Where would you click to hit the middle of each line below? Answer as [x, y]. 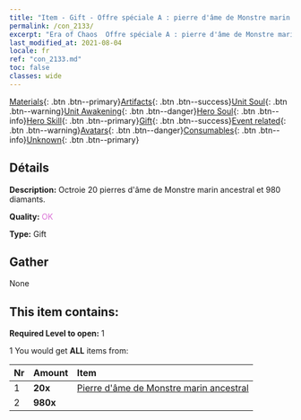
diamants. [28, 199]
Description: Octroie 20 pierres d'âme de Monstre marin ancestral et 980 [145, 189]
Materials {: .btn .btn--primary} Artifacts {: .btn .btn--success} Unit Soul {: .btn [149, 101]
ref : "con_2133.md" [46, 59]
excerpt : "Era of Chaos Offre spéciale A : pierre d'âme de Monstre [142, 34]
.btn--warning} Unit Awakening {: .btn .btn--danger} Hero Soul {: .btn [133, 111]
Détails [29, 168]
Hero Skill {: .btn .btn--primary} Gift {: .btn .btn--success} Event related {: [156, 120]
